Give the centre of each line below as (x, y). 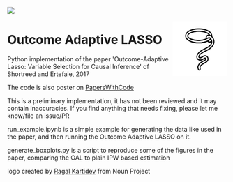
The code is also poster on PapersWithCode (71, 87)
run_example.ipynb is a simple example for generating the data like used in (114, 129)
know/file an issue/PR (38, 116)
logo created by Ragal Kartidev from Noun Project (79, 171)
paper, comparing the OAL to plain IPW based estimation (89, 158)
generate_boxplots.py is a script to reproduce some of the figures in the (111, 150)
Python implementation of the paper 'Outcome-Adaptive (88, 59)
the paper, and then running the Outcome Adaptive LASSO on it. (99, 137)
